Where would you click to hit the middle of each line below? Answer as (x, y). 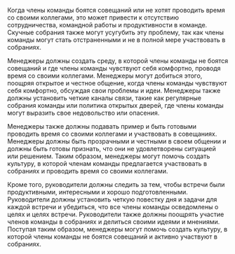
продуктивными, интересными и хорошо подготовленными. (98, 192)
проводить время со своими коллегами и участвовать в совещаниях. (112, 134)
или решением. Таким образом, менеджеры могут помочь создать (109, 156)
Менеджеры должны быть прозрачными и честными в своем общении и (117, 141)
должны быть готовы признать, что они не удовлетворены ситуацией (112, 149)
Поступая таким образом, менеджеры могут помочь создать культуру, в (117, 229)
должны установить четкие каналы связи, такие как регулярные (105, 98)
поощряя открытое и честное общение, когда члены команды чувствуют (117, 83)
